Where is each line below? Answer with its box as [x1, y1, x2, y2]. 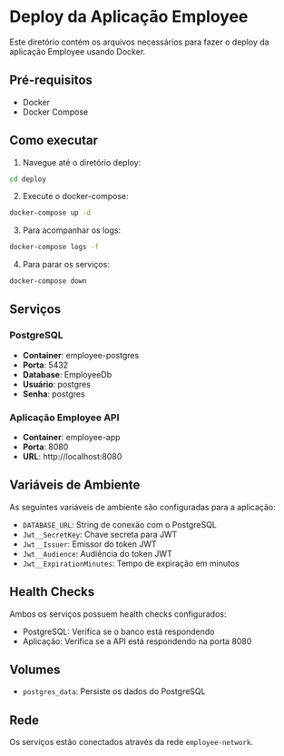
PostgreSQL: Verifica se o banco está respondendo [22, 626, 215, 637]
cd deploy [9, 175, 47, 184]
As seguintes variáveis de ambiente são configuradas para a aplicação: [9, 501, 276, 512]
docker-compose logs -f [9, 243, 100, 252]
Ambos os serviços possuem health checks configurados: [9, 608, 227, 620]
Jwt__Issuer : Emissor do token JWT [22, 539, 157, 549]
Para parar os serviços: [22, 259, 111, 270]
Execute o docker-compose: [22, 191, 129, 202]
